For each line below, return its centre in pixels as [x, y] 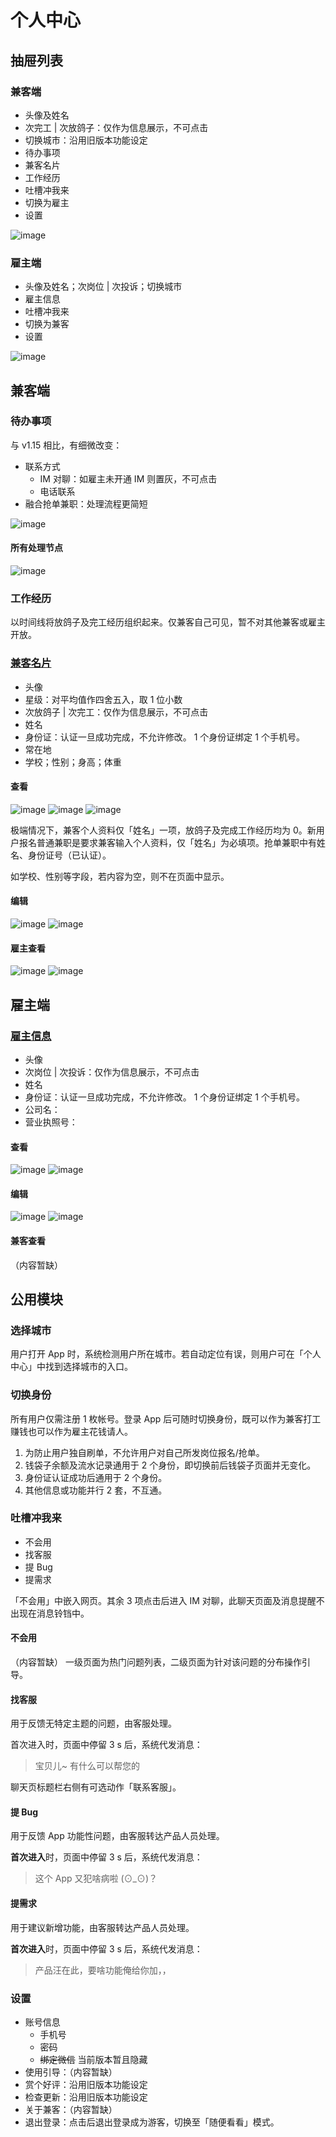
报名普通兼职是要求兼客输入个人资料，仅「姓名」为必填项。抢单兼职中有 [167, 842]
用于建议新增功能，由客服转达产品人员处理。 [102, 1927]
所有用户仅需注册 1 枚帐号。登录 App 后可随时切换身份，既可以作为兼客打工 [166, 1418]
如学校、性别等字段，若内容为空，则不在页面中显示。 [120, 876]
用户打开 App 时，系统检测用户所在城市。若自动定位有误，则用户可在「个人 [166, 1354]
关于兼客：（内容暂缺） [71, 2109]
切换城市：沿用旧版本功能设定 [86, 140]
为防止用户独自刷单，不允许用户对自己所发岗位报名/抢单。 [144, 1452]
